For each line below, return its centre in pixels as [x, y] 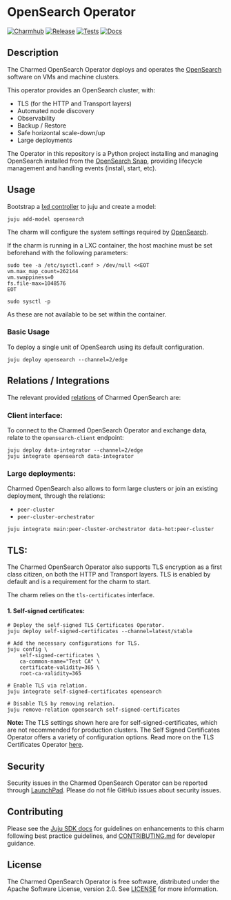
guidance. [21, 843]
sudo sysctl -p [29, 301]
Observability [36, 118]
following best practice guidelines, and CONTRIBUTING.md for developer [111, 836]
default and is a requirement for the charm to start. [79, 582]
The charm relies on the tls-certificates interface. [81, 595]
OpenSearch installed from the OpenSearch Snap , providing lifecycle [105, 161]
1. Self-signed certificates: [46, 610]
